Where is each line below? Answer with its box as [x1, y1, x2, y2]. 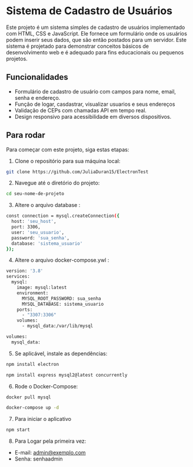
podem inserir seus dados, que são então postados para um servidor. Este [6, 36, 187, 43]
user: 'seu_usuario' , [11, 229, 65, 235]
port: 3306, [11, 224, 41, 230]
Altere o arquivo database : [14, 202, 81, 209]
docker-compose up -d [6, 405, 59, 411]
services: [6, 274, 31, 280]
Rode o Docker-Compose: [14, 382, 78, 390]
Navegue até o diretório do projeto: [14, 179, 100, 187]
